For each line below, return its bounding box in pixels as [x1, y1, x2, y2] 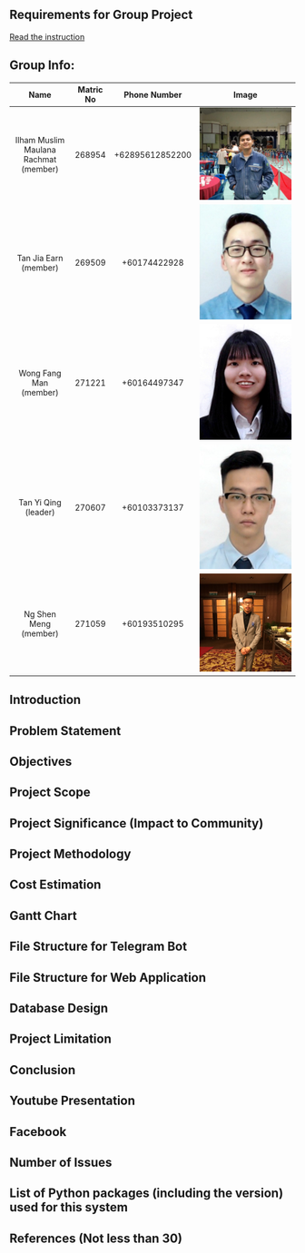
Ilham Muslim [15, 135, 65, 146]
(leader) [25, 507, 55, 518]
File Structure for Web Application [9, 970, 207, 985]
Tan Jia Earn [16, 252, 64, 263]
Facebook [9, 1124, 67, 1140]
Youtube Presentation [9, 1093, 136, 1109]
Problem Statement [9, 723, 122, 739]
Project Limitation [9, 1032, 112, 1047]
